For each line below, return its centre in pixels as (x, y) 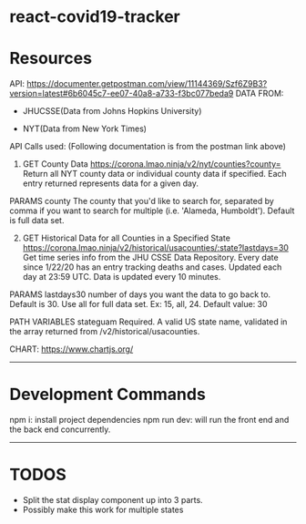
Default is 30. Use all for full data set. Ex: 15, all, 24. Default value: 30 (138, 304)
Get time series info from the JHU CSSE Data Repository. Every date (151, 258)
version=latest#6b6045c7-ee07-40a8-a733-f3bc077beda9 (122, 94)
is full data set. (37, 221)
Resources (51, 59)
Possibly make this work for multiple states (103, 509)
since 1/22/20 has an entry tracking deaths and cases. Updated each (152, 267)
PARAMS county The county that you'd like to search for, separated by (142, 201)
